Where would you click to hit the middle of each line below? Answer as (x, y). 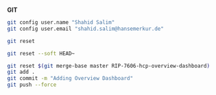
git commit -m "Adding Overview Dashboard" (70, 79)
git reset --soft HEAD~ (41, 53)
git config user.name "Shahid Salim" (61, 23)
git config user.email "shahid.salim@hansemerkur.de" (86, 29)
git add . (21, 72)
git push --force (32, 85)
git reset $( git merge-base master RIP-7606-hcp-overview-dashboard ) (109, 66)
